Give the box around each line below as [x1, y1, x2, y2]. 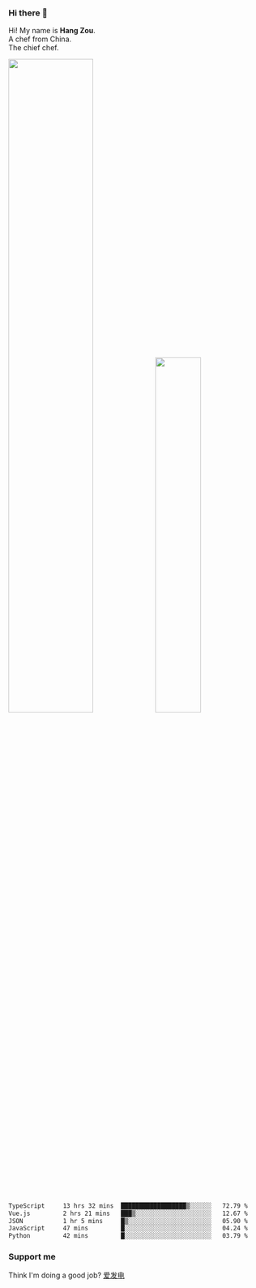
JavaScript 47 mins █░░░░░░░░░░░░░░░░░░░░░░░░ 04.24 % [8, 1224, 249, 1233]
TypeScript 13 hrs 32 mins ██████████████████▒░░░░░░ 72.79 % [8, 1201, 249, 1210]
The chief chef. [8, 43, 59, 53]
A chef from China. [8, 34, 72, 44]
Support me [8, 1252, 57, 1263]
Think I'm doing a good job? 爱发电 [8, 1270, 126, 1280]
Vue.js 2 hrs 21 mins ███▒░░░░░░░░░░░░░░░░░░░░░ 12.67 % [8, 1209, 249, 1217]
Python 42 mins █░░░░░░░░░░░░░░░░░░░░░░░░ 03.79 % [8, 1232, 249, 1240]
